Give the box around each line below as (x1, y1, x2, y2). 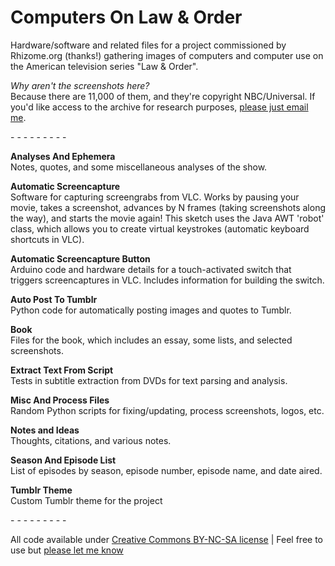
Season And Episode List (10, 454, 117, 466)
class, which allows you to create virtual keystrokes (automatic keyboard (10, 222, 310, 235)
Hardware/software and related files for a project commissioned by (10, 39, 287, 51)
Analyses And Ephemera (10, 150, 116, 162)
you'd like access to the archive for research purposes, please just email (10, 101, 309, 113)
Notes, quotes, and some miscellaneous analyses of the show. (10, 161, 268, 173)
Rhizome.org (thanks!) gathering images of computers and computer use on (10, 49, 324, 61)
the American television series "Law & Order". (10, 60, 199, 72)
